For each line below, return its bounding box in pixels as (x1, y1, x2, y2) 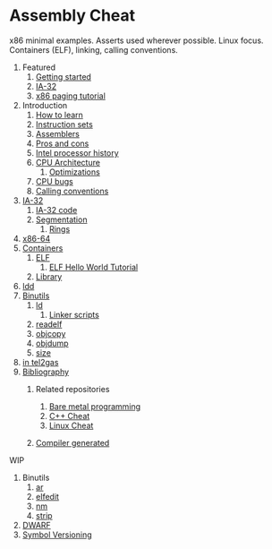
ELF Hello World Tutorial (48, 262, 139, 272)
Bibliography (21, 366, 70, 377)
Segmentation (35, 214, 88, 225)
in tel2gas (21, 356, 59, 367)
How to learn (35, 109, 83, 120)
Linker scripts (48, 309, 100, 320)
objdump (35, 338, 69, 348)
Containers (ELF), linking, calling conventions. (9, 44, 179, 55)
